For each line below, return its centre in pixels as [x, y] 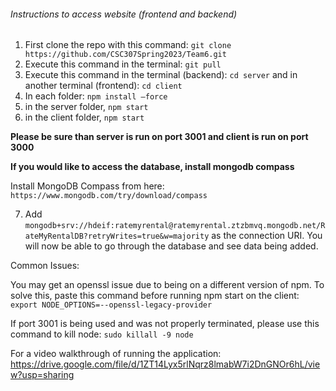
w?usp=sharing [42, 375]
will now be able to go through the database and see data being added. [171, 246]
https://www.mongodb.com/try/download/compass [109, 196]
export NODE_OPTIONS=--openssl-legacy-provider [111, 305]
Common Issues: [45, 266]
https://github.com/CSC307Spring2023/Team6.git [125, 55]
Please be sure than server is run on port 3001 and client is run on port [159, 137]
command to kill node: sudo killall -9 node [102, 334]
